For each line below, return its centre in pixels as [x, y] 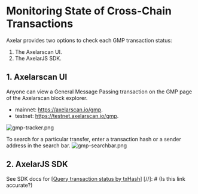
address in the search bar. [38, 145]
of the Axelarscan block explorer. [47, 98]
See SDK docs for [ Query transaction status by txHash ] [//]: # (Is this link [96, 178]
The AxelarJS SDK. [38, 58]
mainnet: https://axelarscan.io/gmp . [59, 110]
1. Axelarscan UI [37, 77]
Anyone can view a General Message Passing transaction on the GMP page [99, 92]
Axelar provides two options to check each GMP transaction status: [89, 40]
